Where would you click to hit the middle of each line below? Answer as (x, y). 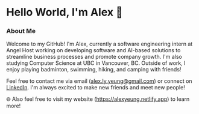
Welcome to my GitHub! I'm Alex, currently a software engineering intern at (99, 44)
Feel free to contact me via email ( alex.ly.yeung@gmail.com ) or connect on (99, 81)
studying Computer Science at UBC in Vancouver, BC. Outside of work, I (96, 63)
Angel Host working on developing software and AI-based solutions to (93, 50)
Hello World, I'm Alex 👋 (65, 12)
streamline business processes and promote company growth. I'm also (94, 57)
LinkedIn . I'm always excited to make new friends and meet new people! (96, 88)
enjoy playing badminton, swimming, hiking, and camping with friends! (94, 70)
